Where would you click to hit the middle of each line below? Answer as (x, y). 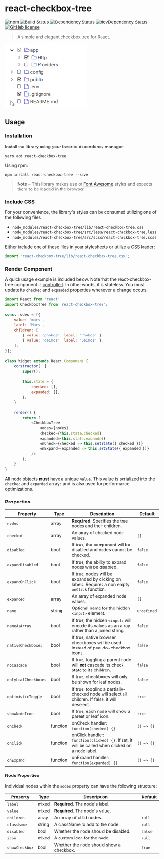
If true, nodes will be (92, 574)
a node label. (84, 751)
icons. (78, 653)
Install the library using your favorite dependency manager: (65, 147)
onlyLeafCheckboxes (27, 680)
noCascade (17, 665)
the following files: (24, 217)
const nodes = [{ (23, 315)
